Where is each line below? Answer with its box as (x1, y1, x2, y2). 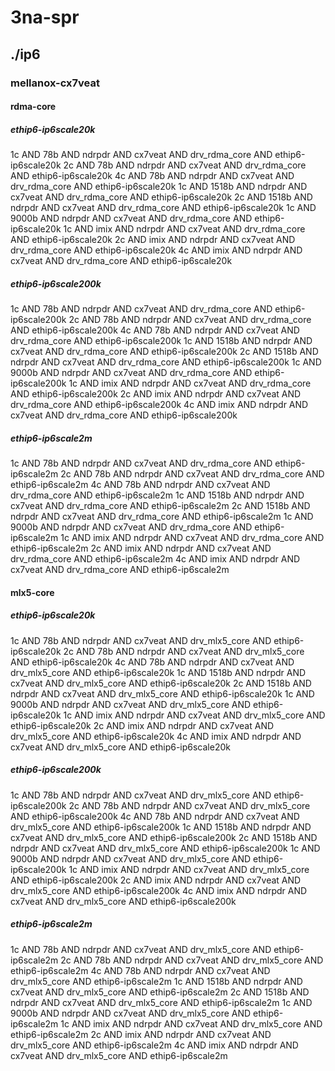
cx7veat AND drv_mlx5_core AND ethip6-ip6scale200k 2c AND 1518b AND (10, 831, 318, 843)
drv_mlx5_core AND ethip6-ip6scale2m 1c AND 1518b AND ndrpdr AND (10, 975, 303, 987)
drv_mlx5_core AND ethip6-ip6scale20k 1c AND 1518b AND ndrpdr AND (10, 666, 307, 678)
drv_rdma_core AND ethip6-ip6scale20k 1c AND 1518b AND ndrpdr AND (10, 181, 308, 193)
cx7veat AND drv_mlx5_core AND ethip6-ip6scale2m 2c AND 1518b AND (10, 986, 310, 998)
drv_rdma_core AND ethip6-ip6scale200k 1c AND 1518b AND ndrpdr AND (10, 335, 313, 347)
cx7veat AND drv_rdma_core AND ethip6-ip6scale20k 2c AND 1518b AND (10, 191, 313, 203)
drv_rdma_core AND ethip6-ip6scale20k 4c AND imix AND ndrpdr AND (10, 244, 303, 256)
